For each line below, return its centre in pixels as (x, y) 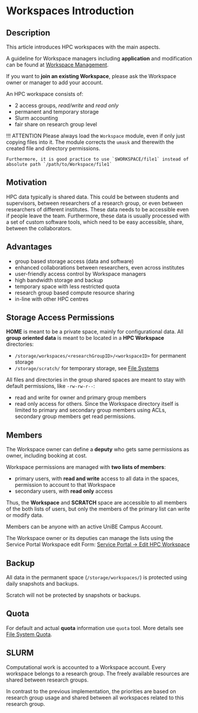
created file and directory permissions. (53, 148)
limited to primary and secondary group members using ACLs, (90, 410)
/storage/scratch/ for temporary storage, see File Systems (87, 368)
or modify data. (25, 515)
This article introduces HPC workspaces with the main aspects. (83, 47)
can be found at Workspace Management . (57, 65)
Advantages (29, 247)
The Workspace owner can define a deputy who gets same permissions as (98, 449)
